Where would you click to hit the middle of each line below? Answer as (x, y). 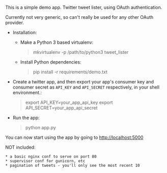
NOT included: (20, 147)
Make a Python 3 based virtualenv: (57, 42)
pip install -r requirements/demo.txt (70, 72)
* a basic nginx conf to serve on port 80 (51, 157)
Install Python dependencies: (51, 62)
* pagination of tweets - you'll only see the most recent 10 (73, 165)
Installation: (25, 32)
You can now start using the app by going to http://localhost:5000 (74, 137)
